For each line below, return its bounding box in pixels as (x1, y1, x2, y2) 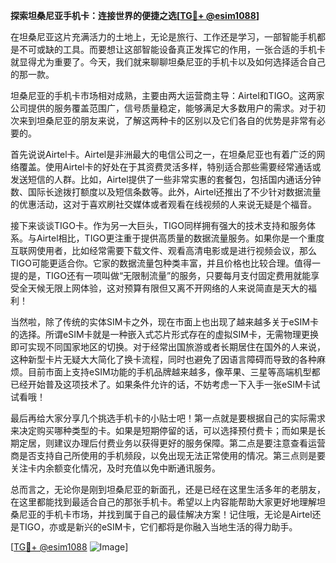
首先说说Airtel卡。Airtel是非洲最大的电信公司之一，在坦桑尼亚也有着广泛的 (10, 149, 317, 160)
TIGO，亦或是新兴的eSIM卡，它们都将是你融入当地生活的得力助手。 (18, 521, 298, 533)
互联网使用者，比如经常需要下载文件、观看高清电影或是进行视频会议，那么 (10, 245, 317, 256)
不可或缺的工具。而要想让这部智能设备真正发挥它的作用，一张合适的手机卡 (18, 44, 326, 55)
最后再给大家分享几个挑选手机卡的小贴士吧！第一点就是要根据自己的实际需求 (10, 412, 326, 424)
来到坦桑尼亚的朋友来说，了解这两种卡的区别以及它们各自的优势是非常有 (18, 115, 317, 126)
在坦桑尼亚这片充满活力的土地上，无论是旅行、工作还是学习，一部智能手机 (10, 31, 317, 43)
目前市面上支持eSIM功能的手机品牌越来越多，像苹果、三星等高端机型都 (27, 366, 321, 378)
